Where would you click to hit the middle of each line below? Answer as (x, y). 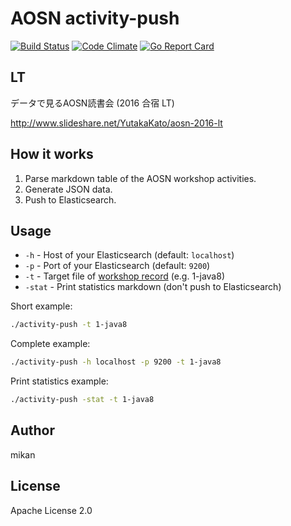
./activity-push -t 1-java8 (69, 325)
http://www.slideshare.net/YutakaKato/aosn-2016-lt (116, 123)
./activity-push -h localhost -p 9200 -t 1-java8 (116, 362)
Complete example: (50, 344)
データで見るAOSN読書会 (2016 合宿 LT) (92, 103)
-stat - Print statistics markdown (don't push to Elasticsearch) (153, 287)
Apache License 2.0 (51, 510)
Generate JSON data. (68, 189)
